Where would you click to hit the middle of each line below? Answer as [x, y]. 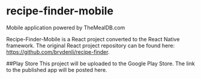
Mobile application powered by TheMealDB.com [66, 28]
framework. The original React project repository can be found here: [91, 45]
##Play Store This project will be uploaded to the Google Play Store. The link [100, 63]
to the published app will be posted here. [57, 69]
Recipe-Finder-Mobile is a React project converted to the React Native [93, 39]
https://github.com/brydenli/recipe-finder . [58, 51]
